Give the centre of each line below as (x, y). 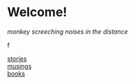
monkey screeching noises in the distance (68, 31)
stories (17, 58)
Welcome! (37, 12)
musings (19, 66)
